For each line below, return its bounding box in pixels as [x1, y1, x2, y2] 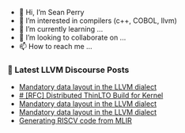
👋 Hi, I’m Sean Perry [18, 8, 85, 17]
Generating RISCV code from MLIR [18, 116, 132, 126]
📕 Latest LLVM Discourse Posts [7, 64, 130, 75]
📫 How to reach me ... [18, 42, 92, 51]
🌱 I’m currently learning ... [18, 25, 104, 33]
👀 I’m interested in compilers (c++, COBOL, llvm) [18, 16, 177, 25]
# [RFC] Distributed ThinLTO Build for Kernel [18, 91, 164, 101]
